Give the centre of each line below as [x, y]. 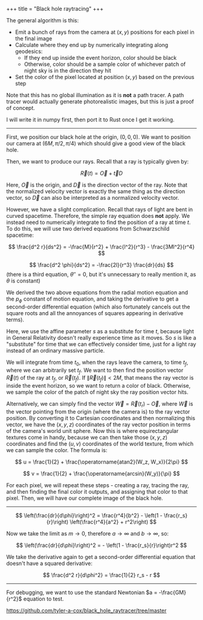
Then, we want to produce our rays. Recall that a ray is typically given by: [98, 161]
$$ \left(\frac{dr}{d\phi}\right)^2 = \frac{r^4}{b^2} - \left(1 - [89, 515]
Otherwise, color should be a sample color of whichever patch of [105, 64]
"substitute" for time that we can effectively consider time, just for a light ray [101, 344]
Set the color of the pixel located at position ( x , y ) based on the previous [105, 77]
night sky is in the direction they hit [68, 71]
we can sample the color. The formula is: [57, 450]
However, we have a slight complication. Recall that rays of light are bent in [100, 209]
